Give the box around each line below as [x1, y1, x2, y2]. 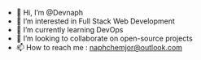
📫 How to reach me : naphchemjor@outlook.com [15, 43, 183, 52]
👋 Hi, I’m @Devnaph [15, 8, 84, 17]
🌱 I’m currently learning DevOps [15, 25, 124, 34]
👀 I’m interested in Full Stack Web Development [15, 16, 175, 26]
